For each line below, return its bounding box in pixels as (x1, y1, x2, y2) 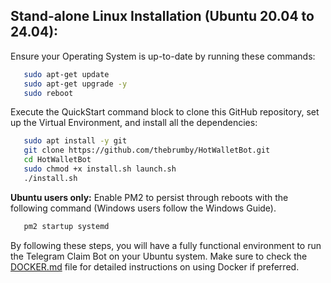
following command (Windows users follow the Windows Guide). (10, 202, 277, 214)
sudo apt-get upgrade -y (23, 79, 128, 89)
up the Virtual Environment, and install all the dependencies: (10, 117, 258, 129)
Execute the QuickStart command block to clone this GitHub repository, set (10, 106, 320, 118)
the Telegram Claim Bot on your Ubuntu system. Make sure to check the (10, 250, 308, 262)
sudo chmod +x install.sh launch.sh (23, 164, 177, 174)
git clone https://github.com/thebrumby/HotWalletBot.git (23, 145, 271, 156)
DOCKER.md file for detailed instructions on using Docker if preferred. (10, 260, 300, 273)
